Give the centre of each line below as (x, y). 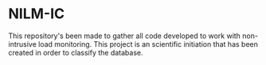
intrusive (23, 44)
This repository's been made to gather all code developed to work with (125, 36)
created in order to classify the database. (76, 52)
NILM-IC (37, 14)
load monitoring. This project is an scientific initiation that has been (149, 44)
